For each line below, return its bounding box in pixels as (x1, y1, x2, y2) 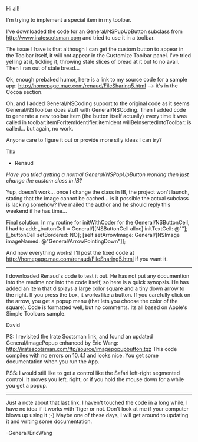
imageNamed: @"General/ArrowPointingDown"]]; (6, 238, 126, 245)
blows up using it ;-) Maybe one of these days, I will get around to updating (6, 412, 189, 418)
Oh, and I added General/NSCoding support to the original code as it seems (6, 100, 190, 107)
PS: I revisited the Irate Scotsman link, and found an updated (6, 333, 153, 340)
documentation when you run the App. (6, 358, 100, 365)
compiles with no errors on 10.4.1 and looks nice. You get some (6, 352, 159, 359)
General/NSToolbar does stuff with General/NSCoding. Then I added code (6, 106, 186, 113)
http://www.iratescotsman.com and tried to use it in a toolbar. (6, 34, 155, 41)
